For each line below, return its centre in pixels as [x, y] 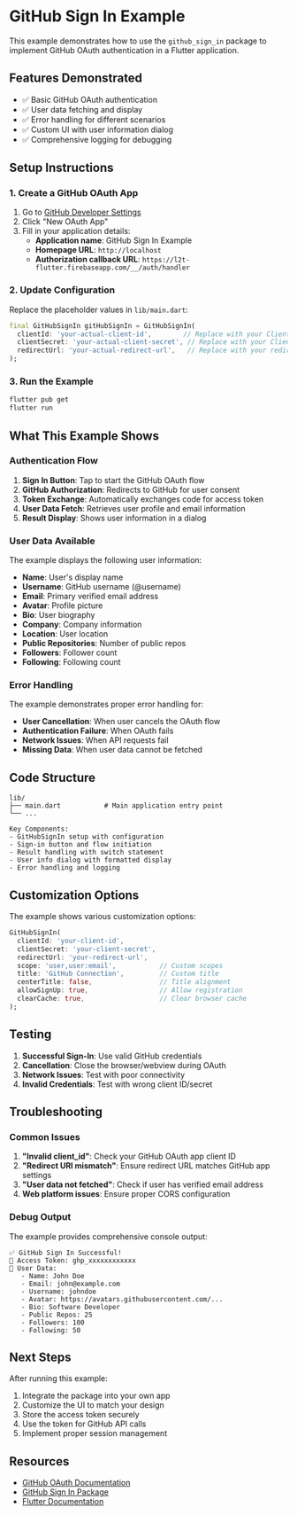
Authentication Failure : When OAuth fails [98, 731]
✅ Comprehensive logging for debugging [97, 139]
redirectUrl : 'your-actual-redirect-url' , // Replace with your [142, 351]
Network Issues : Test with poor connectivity [103, 1074]
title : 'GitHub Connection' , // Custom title [118, 974]
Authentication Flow [54, 461]
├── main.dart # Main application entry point [116, 806]
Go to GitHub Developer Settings [81, 212]
